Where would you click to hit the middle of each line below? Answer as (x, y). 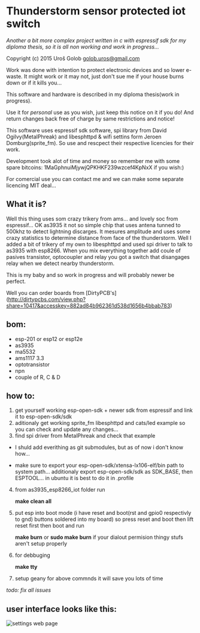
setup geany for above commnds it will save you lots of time (89, 578)
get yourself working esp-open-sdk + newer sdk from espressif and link (104, 410)
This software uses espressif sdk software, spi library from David (87, 130)
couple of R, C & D (38, 377)
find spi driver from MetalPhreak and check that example (85, 436)
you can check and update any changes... (66, 429)
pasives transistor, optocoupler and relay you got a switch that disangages (98, 257)
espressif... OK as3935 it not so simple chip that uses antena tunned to (93, 225)
